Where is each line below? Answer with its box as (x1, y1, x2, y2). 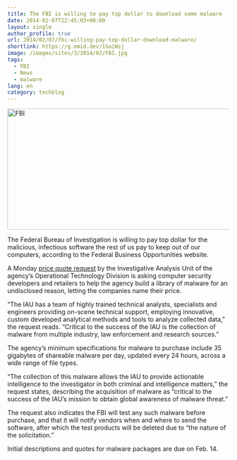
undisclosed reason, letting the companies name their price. (7, 287, 182, 295)
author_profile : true (7, 30, 71, 37)
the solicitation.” (7, 431, 54, 440)
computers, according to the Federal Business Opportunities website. (7, 251, 209, 259)
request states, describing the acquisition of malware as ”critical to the (7, 387, 212, 396)
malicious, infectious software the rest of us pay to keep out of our (7, 243, 201, 251)
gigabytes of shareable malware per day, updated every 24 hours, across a (7, 352, 226, 360)
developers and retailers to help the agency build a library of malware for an (7, 279, 228, 287)
